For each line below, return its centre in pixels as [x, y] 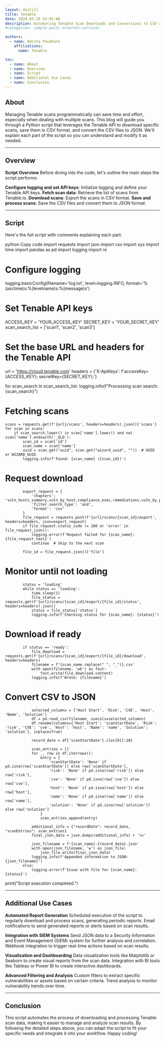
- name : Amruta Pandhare [35, 42]
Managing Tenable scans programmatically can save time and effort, [74, 114]
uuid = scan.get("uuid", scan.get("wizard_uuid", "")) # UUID [89, 451]
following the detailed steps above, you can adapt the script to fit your [76, 1028]
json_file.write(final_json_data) [75, 852]
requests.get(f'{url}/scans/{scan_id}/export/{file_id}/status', [73, 602]
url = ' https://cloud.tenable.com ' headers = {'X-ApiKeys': [63, 371]
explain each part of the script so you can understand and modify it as [76, 135]
